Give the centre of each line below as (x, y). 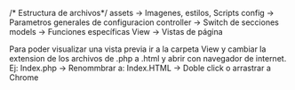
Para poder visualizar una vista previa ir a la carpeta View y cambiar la (138, 49)
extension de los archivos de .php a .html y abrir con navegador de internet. (148, 58)
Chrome (24, 78)
